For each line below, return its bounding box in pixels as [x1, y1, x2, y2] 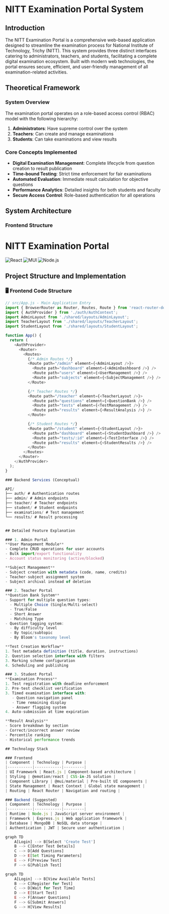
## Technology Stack [5, 746, 49, 751]
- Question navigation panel [12, 695, 73, 700]
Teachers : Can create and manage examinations [12, 130, 114, 137]
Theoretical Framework [5, 84, 80, 92]
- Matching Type [10, 616, 44, 621]
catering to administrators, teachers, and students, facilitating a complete [5, 53, 157, 59]
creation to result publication [12, 165, 72, 171]
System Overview [5, 99, 50, 106]
